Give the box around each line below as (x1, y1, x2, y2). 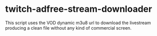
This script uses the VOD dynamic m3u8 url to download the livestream (5, 20, 151, 26)
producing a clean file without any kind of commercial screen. (5, 25, 132, 31)
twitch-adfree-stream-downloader (5, 3, 153, 15)
